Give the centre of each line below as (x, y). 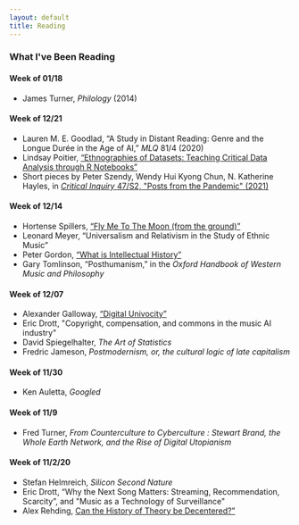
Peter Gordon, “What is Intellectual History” (102, 254)
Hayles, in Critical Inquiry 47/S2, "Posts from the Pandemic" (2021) (145, 186)
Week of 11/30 (36, 372)
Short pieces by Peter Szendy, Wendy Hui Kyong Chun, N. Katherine (148, 176)
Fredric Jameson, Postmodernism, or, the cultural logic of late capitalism (156, 352)
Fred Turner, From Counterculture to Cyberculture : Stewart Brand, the (151, 432)
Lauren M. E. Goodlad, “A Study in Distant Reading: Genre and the (143, 138)
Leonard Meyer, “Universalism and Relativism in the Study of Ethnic (146, 236)
